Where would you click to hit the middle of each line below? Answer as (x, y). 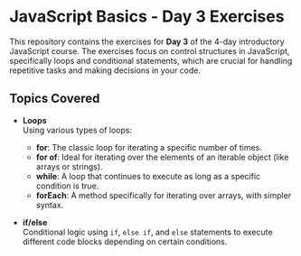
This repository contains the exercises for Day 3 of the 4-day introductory (147, 41)
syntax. (50, 205)
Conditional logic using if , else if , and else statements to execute (147, 232)
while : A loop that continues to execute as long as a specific (148, 176)
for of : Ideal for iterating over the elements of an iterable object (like (162, 157)
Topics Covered (55, 99)
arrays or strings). (69, 166)
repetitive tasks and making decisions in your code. (105, 70)
